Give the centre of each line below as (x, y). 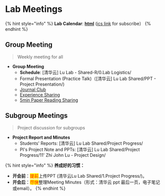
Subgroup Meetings (36, 116)
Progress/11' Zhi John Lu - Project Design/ (63, 155)
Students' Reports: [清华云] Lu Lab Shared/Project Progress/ (81, 143)
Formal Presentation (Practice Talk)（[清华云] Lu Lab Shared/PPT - (88, 79)
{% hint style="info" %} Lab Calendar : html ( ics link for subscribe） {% (78, 23)
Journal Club (33, 89)
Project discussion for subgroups (51, 127)
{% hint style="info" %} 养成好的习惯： (45, 165)
